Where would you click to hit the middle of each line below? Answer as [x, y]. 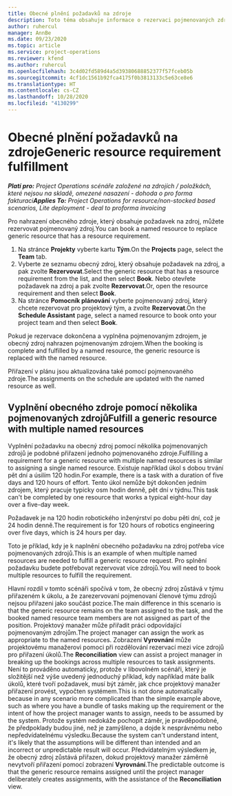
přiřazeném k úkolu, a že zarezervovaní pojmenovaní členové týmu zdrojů [112, 596]
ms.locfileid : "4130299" [43, 103]
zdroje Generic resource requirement [114, 152]
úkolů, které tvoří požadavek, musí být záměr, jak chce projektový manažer [114, 684]
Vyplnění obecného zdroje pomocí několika [103, 408]
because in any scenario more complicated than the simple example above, [115, 698]
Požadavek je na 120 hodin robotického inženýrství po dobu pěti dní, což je [114, 517]
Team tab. [32, 257]
